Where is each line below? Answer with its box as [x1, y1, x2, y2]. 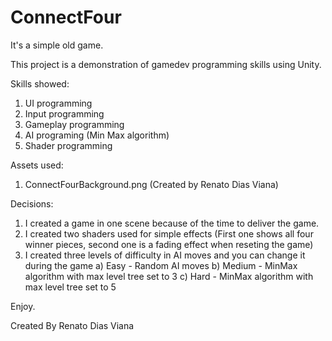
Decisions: [10, 197, 54, 210]
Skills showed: [10, 77, 70, 90]
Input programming [24, 107, 105, 120]
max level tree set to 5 [24, 281, 117, 293]
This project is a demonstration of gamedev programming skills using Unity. [10, 58, 322, 70]
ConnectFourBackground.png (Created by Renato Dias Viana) [24, 178, 279, 190]
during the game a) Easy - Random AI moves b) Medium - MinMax [24, 259, 298, 271]
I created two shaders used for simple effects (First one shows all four [24, 227, 314, 240]
